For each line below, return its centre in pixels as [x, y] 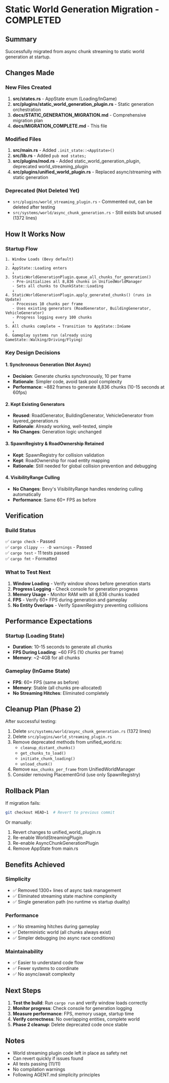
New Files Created [29, 87]
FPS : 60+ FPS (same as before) [46, 682]
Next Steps [23, 990]
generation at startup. [28, 57]
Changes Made [30, 73]
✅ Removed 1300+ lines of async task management [67, 890]
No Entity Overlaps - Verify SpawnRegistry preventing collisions [80, 605]
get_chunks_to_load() [43, 753]
